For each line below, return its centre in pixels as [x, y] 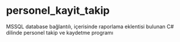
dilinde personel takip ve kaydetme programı [60, 32]
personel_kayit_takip [58, 11]
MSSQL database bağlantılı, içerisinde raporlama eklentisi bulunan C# [90, 26]
